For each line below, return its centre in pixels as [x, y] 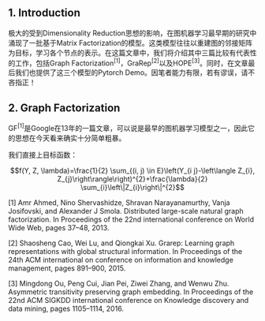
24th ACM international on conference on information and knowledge [121, 259]
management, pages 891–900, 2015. [67, 268]
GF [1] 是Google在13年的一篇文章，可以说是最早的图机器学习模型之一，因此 [128, 127]
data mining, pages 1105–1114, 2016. [66, 308]
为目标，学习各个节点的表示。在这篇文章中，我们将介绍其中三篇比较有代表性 [132, 52]
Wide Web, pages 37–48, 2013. [59, 227]
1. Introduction [44, 13]
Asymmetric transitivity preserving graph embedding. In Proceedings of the [131, 292]
